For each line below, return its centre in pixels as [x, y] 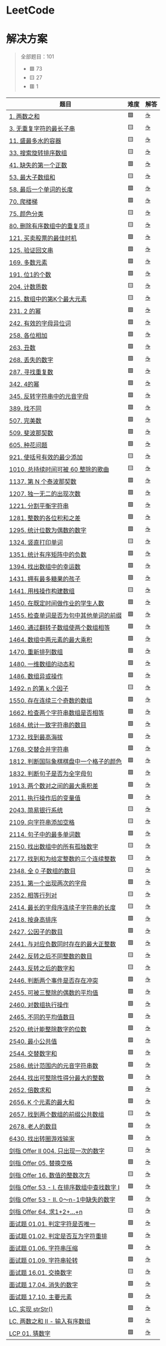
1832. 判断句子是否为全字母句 [51, 774]
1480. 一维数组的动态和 [42, 664]
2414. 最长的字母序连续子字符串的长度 [63, 908]
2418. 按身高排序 [33, 919]
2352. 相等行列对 [33, 895]
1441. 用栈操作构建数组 [42, 591]
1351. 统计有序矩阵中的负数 [48, 554]
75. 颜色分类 [26, 214]
